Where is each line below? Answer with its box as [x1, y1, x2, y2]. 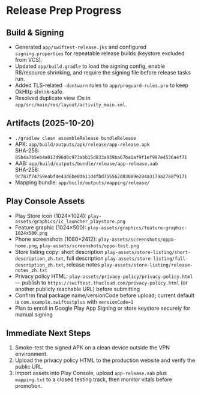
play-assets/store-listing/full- [104, 256, 188, 262]
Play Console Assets [6, 196, 85, 207]
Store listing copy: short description [14, 248, 104, 255]
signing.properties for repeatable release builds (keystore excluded [14, 50, 185, 57]
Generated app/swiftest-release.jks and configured [14, 43, 147, 50]
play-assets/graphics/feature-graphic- [87, 225, 187, 231]
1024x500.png [14, 230, 48, 236]
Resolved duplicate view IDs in [14, 94, 91, 101]
